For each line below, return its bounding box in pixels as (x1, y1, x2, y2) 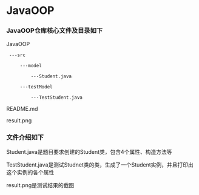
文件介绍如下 (6, 133, 44, 142)
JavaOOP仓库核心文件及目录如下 (6, 27, 103, 35)
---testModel (19, 84, 53, 90)
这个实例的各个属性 (6, 168, 55, 176)
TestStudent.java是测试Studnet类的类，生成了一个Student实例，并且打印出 (6, 161, 194, 168)
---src (8, 52, 26, 58)
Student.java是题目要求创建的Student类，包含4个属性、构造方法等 (6, 148, 172, 155)
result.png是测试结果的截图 (6, 181, 75, 188)
